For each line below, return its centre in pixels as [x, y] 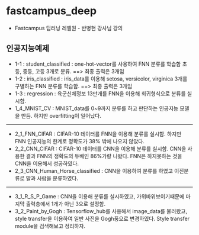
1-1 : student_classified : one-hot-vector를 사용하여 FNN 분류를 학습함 [98, 64]
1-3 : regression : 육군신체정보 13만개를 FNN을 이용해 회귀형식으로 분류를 [100, 94]
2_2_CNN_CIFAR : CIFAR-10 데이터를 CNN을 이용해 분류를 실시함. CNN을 [100, 149]
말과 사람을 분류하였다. [52, 178]
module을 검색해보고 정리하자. [50, 226]
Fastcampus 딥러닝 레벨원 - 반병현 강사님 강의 [69, 28]
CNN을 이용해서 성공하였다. [46, 163]
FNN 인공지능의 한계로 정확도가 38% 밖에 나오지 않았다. [80, 141]
